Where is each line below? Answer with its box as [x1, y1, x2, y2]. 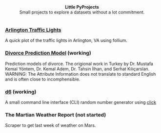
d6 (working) [5, 88, 37, 95]
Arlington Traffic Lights [5, 26, 62, 33]
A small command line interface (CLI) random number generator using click [5, 99, 157, 105]
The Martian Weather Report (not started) [5, 111, 106, 118]
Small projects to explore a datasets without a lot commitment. [19, 9, 145, 15]
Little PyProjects [65, 4, 99, 10]
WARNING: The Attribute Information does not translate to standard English [5, 71, 156, 77]
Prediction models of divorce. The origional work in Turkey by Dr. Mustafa [5, 61, 154, 66]
